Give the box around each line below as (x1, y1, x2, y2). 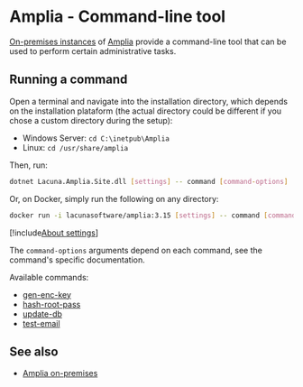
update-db (22, 309, 63, 319)
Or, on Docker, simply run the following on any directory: (9, 193, 219, 204)
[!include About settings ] (9, 227, 99, 238)
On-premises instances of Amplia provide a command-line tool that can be (9, 36, 287, 47)
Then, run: (9, 160, 48, 170)
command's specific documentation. (9, 254, 146, 265)
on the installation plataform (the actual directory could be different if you (9, 106, 282, 116)
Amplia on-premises (22, 368, 98, 379)
